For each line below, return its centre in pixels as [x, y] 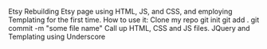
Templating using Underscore [57, 36]
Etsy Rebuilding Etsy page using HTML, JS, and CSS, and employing [120, 11]
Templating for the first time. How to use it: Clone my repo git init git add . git [134, 20]
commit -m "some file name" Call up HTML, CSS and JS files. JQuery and [129, 28]
